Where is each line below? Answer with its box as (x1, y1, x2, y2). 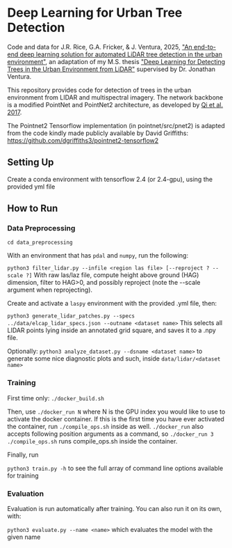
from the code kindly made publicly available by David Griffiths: (7, 129, 189, 137)
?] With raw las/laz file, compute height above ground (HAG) (25, 271, 199, 279)
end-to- (193, 42, 217, 51)
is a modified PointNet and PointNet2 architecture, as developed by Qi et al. (7, 100, 224, 109)
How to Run (7, 203, 58, 214)
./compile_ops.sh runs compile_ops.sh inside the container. (7, 437, 178, 445)
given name (7, 533, 41, 541)
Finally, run (7, 451, 39, 459)
